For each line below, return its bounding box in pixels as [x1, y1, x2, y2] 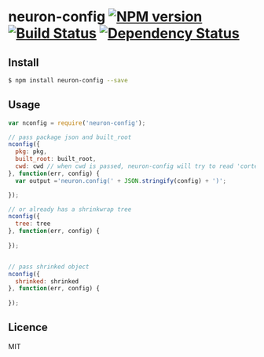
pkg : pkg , [15, 148, 47, 156]
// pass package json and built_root [8, 133, 132, 141]
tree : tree [15, 220, 51, 228]
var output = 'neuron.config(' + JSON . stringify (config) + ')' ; [15, 177, 227, 184]
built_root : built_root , [15, 155, 97, 163]
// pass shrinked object [8, 263, 90, 271]
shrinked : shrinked [15, 277, 79, 286]
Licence [8, 321, 49, 334]
